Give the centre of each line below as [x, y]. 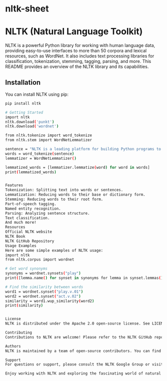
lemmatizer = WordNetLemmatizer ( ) [41, 158]
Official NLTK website [29, 232]
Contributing [19, 333]
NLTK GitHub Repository [30, 241]
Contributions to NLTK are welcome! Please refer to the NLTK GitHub [79, 337]
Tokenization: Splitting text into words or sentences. [64, 190]
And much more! [21, 223]
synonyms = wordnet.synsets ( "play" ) [43, 273]
